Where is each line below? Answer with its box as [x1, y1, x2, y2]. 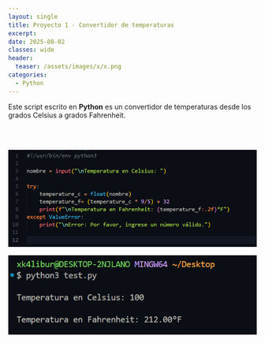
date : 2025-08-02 [8, 38, 65, 46]
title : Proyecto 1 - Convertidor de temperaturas [8, 21, 175, 29]
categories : [8, 71, 47, 79]
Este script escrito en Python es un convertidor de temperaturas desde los [8, 102, 252, 111]
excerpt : [8, 29, 37, 37]
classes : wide [8, 46, 55, 54]
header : [8, 54, 34, 62]
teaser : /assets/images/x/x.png [15, 63, 122, 71]
